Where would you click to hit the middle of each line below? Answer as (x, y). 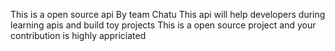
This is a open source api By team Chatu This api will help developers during (168, 14)
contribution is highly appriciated (78, 35)
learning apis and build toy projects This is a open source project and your (163, 25)
